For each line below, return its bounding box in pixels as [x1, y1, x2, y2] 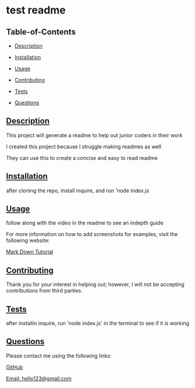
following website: [6, 237, 50, 244]
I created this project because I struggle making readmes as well [6, 143, 162, 150]
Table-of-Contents [6, 27, 76, 37]
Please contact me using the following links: [6, 352, 112, 359]
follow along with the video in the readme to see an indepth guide [6, 219, 163, 226]
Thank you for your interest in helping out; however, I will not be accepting [6, 281, 185, 288]
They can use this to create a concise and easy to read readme [6, 154, 158, 161]
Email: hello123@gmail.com [6, 375, 72, 382]
